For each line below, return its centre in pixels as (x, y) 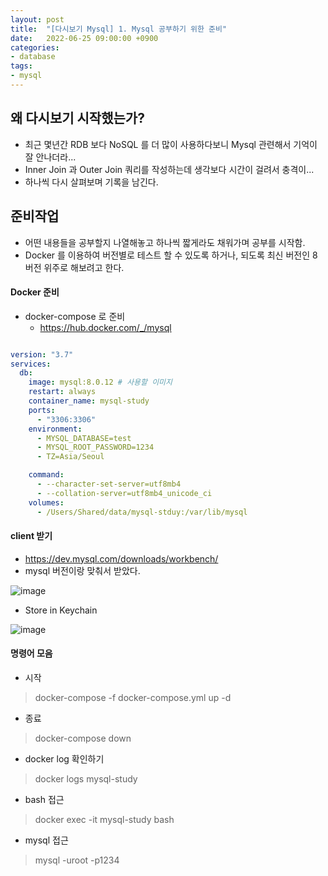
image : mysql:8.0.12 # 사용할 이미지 (100, 382)
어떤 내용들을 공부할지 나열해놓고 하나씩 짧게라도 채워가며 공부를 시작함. (165, 242)
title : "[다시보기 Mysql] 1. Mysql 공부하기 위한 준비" (119, 29)
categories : (35, 47)
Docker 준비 (35, 292)
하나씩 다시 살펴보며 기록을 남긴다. (91, 182)
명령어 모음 (31, 653)
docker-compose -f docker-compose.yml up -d (133, 697)
